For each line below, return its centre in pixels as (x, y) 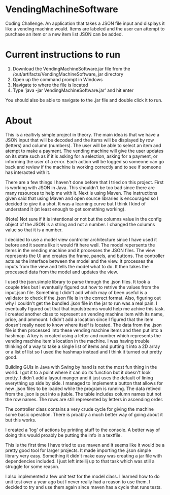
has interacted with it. (28, 172)
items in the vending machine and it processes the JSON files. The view (80, 250)
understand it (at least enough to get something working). (65, 209)
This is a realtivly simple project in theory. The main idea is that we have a (82, 134)
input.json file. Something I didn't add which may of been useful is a (76, 292)
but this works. (21, 420)
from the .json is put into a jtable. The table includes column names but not (83, 394)
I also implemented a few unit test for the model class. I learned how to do (82, 476)
